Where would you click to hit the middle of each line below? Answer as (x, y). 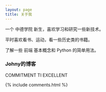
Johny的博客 (21, 64)
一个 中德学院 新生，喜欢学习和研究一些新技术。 (54, 29)
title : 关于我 (19, 14)
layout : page (19, 10)
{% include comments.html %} (37, 85)
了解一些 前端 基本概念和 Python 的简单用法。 (52, 50)
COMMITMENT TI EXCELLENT (37, 75)
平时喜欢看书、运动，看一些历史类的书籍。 (49, 40)
